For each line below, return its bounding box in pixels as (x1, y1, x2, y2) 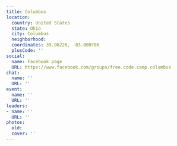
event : (6, 86, 23, 92)
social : (6, 53, 26, 59)
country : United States (11, 20, 70, 26)
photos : (6, 120, 26, 126)
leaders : (6, 102, 28, 109)
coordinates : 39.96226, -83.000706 (11, 42, 100, 48)
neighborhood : (11, 36, 46, 42)
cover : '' (11, 131, 36, 137)
